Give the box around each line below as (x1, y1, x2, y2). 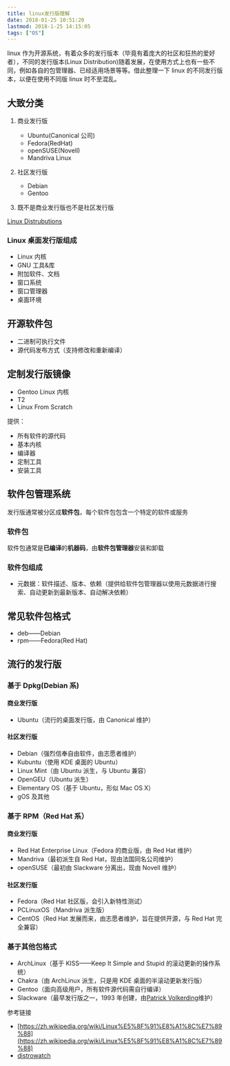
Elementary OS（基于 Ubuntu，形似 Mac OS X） (17, 783, 155, 792)
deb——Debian (17, 629, 61, 638)
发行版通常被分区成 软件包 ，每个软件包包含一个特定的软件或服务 (7, 507, 188, 516)
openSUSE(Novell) (27, 146, 81, 155)
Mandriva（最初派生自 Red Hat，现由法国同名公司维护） (17, 855, 177, 863)
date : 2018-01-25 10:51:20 (7, 17, 85, 23)
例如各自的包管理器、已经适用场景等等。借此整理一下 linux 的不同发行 (19, 66, 217, 74)
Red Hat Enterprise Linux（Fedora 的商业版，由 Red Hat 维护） (17, 846, 196, 855)
